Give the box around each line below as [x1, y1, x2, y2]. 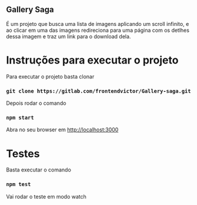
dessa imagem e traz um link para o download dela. [6, 32, 131, 40]
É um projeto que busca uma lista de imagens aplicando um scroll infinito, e [6, 20, 189, 27]
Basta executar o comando [6, 166, 72, 173]
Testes [6, 147, 40, 160]
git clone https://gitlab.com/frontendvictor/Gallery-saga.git [6, 88, 191, 94]
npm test [6, 181, 31, 188]
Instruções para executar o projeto [6, 54, 179, 67]
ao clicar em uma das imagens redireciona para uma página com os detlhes [6, 27, 190, 34]
